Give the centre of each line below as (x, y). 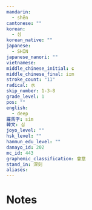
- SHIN (20, 52)
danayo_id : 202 (25, 147)
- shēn (20, 18)
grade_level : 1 (25, 97)
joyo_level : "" (25, 130)
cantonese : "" (24, 23)
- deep (20, 113)
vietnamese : (21, 63)
